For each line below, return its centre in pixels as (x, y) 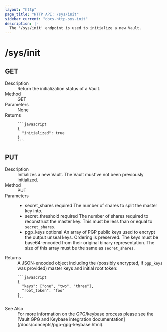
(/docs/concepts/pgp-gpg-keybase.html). (61, 324)
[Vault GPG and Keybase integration (55, 319)
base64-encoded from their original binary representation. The (89, 242)
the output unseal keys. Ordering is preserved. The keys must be (91, 237)
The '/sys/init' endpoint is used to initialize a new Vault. (76, 28)
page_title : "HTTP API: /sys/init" (42, 14)
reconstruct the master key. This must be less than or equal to (88, 221)
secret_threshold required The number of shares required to (86, 216)
